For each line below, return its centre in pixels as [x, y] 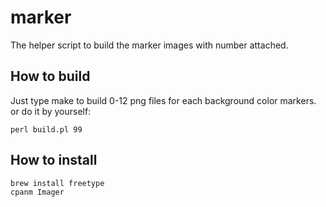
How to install [54, 160]
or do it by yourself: [51, 111]
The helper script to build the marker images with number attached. [149, 45]
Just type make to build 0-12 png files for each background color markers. [163, 100]
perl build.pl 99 [46, 129]
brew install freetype [57, 183]
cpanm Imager [37, 192]
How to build [50, 76]
